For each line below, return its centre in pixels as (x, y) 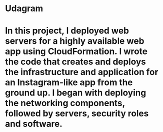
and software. (34, 124)
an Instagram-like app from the (69, 83)
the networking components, (65, 103)
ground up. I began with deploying (76, 93)
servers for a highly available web (75, 41)
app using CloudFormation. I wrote (76, 51)
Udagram (24, 9)
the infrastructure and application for (82, 72)
